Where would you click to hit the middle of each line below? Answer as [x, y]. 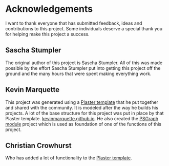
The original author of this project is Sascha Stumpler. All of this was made [84, 63]
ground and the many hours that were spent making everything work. [78, 73]
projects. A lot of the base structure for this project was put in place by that [84, 113]
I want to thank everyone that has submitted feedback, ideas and [74, 23]
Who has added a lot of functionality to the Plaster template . [69, 158]
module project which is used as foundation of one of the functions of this [83, 124]
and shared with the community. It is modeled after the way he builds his [82, 107]
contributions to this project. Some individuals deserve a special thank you [84, 28]
